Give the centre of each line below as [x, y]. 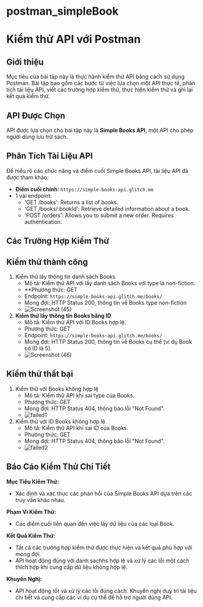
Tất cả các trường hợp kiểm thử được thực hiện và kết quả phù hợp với [104, 548]
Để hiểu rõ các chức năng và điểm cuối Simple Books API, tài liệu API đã [97, 170]
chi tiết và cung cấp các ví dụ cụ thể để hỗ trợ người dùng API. [94, 597]
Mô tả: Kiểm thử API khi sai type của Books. [79, 395]
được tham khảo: [28, 177]
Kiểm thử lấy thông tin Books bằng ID [63, 316]
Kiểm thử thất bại [40, 374]
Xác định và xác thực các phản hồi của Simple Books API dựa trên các [104, 493]
